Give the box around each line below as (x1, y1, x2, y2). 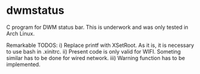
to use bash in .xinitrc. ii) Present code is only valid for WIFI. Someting (6, 48, 181, 55)
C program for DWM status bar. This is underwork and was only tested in (6, 23, 189, 31)
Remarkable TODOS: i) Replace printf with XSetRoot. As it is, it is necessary (6, 42, 195, 49)
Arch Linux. (6, 29, 35, 37)
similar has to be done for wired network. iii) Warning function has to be (6, 54, 185, 61)
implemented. (6, 61, 41, 68)
